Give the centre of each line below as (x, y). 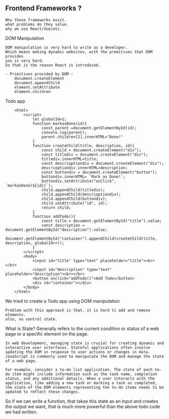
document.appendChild (37, 83)
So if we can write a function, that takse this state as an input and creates (82, 401)
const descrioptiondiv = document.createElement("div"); (103, 163)
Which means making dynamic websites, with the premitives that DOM (79, 52)
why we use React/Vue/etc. (34, 29)
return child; (56, 207)
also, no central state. (31, 319)
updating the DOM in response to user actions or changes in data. (78, 352)
